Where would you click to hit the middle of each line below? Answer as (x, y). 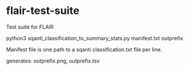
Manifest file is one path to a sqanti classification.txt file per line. (84, 49)
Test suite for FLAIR (30, 27)
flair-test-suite (43, 11)
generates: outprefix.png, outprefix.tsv (53, 61)
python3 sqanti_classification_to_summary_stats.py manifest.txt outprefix (95, 38)
